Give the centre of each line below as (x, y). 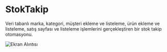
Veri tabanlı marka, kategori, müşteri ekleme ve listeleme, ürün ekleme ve (82, 23)
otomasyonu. (19, 34)
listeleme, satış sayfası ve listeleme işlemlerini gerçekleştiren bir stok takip (83, 29)
